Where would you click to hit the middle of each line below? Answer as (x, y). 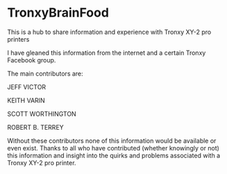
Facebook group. (32, 60)
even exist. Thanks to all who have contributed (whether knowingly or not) (113, 148)
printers (18, 39)
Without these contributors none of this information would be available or (112, 141)
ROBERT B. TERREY (35, 127)
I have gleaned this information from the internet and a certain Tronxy (107, 53)
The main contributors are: (45, 73)
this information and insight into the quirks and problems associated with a (114, 155)
